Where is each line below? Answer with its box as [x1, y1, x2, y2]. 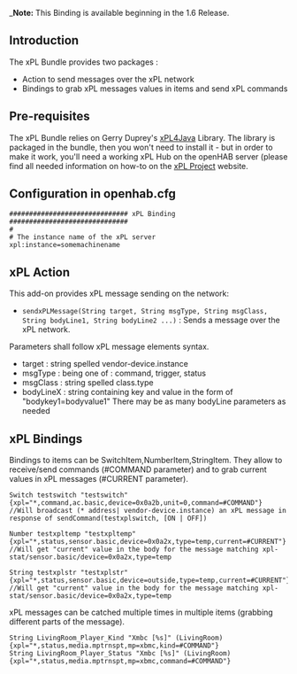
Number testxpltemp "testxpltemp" [9, 530, 137, 538]
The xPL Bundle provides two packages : [9, 57, 159, 67]
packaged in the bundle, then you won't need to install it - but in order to [9, 142, 273, 152]
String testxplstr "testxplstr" [9, 569, 128, 577]
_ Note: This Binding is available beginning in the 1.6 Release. [9, 8, 230, 18]
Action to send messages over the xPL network [21, 74, 194, 84]
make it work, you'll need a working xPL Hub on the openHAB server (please [9, 151, 288, 162]
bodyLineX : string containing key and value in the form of [21, 387, 233, 398]
